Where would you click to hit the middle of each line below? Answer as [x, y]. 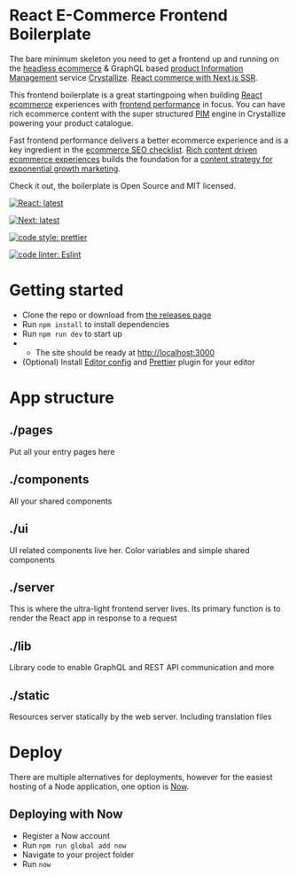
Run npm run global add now [74, 845]
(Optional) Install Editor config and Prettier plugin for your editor [138, 362]
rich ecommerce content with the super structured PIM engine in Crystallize [148, 113]
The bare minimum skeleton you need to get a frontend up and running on [144, 59]
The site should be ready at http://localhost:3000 [125, 352]
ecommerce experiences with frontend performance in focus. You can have [147, 104]
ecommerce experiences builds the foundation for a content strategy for [141, 159]
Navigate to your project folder [78, 854]
